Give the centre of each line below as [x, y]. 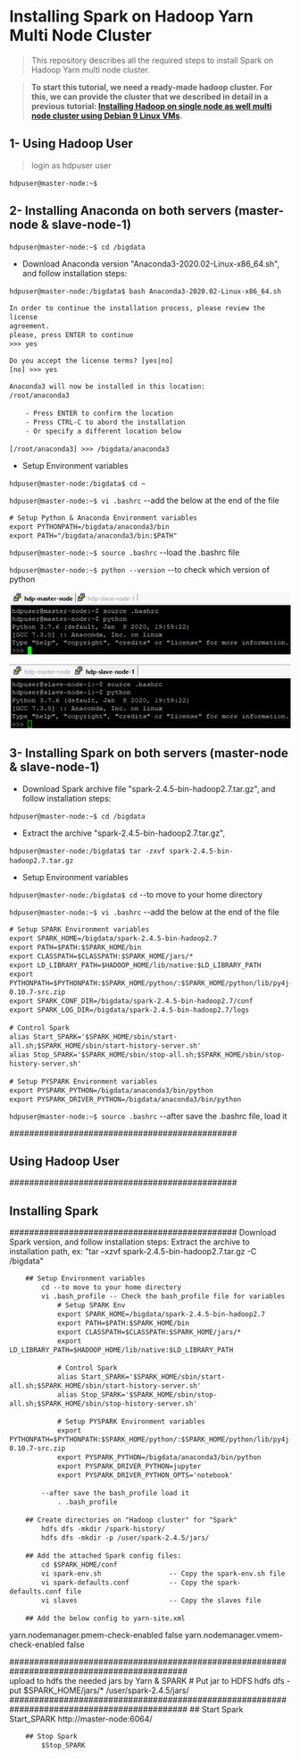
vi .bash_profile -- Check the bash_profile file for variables [163, 1296]
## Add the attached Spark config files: [103, 1556]
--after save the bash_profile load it [116, 1493]
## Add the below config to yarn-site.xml [105, 1619]
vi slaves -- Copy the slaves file [151, 1601]
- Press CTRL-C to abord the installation [105, 422]
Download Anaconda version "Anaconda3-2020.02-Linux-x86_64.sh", [150, 263]
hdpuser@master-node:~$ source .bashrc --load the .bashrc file [125, 552]
